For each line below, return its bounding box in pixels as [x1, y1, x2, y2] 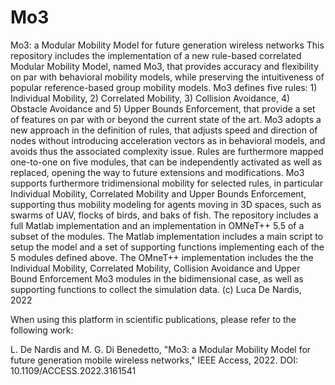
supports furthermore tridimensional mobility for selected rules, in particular [10, 177, 323, 189]
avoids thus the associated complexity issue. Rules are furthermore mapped [10, 145, 324, 157]
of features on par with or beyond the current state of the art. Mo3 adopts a [10, 113, 322, 125]
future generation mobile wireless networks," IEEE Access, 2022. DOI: [10, 354, 299, 366]
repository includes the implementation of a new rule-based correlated [10, 49, 302, 61]
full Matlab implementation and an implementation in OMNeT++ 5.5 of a [10, 219, 305, 231]
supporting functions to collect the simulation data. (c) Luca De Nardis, [10, 283, 302, 295]
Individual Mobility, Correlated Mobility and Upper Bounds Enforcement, [10, 187, 307, 200]
